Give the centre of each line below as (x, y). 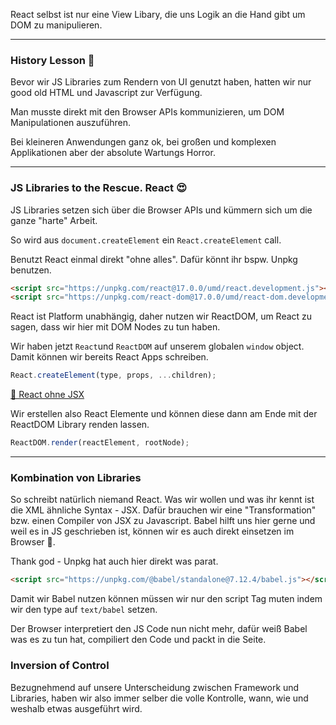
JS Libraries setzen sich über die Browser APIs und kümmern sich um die (161, 210)
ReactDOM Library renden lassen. (80, 425)
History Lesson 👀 (52, 60)
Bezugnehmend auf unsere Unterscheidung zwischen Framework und (155, 687)
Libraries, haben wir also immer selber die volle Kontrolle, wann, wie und (159, 698)
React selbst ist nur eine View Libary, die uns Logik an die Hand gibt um (158, 14)
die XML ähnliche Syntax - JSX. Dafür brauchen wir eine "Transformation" (163, 510)
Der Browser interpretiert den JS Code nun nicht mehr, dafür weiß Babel (159, 629)
